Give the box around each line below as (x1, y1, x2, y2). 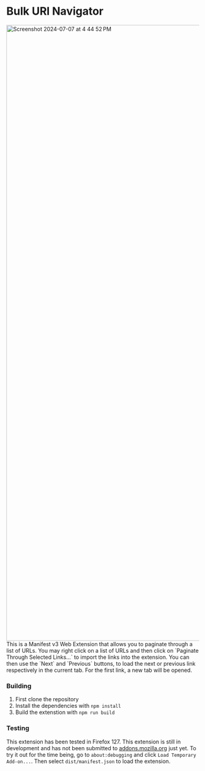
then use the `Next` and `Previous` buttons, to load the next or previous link (6, 660, 196, 667)
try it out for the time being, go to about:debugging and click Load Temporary (6, 751, 196, 758)
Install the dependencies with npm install (15, 702, 121, 710)
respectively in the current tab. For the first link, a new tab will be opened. (6, 666, 193, 674)
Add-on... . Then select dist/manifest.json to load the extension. (6, 758, 171, 765)
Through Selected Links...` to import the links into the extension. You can (6, 653, 190, 661)
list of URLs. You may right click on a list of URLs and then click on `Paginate (6, 647, 199, 654)
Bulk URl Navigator (6, 4, 104, 18)
